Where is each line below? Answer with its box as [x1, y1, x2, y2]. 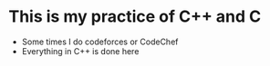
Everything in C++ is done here [21, 45, 140, 56]
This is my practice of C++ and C [8, 6, 262, 27]
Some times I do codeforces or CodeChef [21, 36, 179, 47]
